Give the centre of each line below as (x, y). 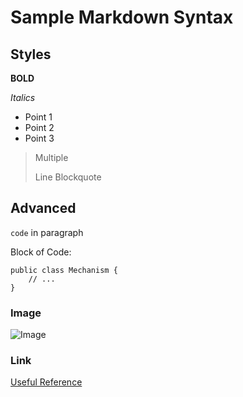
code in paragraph (47, 232)
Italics (23, 97)
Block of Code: (41, 252)
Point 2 (39, 127)
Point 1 (38, 117)
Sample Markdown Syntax (122, 17)
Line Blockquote (68, 177)
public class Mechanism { (64, 270)
